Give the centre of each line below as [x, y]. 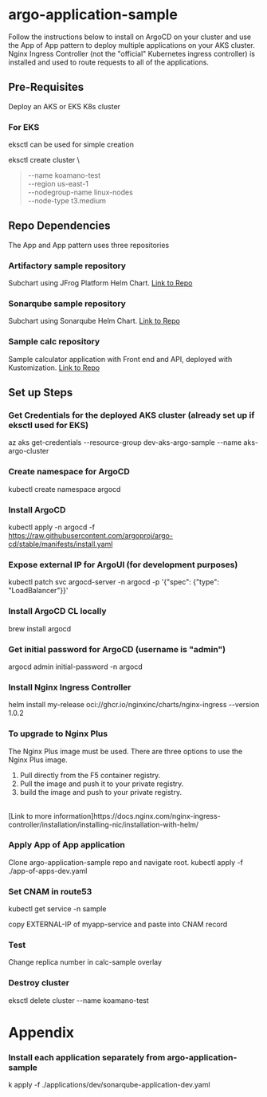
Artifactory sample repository [67, 265]
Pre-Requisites [46, 87]
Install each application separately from [87, 1057]
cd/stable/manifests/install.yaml [61, 545]
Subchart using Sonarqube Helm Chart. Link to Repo [94, 321]
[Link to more [30, 816]
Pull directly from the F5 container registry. [90, 775]
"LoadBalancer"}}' [39, 591]
